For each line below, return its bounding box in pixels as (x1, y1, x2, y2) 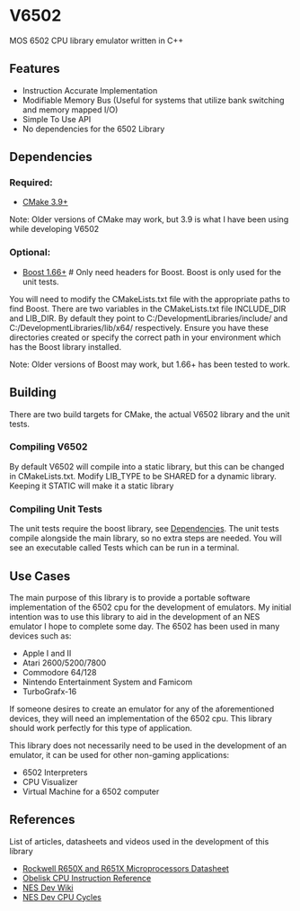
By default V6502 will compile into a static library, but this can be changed (9, 460, 285, 472)
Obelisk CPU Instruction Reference (22, 872, 152, 883)
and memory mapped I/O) (22, 104, 119, 115)
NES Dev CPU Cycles (22, 891, 101, 902)
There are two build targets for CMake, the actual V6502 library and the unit (9, 408, 290, 419)
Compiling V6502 (9, 441, 88, 453)
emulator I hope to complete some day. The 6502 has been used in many (9, 621, 280, 631)
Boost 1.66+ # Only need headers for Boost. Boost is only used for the (22, 266, 282, 277)
